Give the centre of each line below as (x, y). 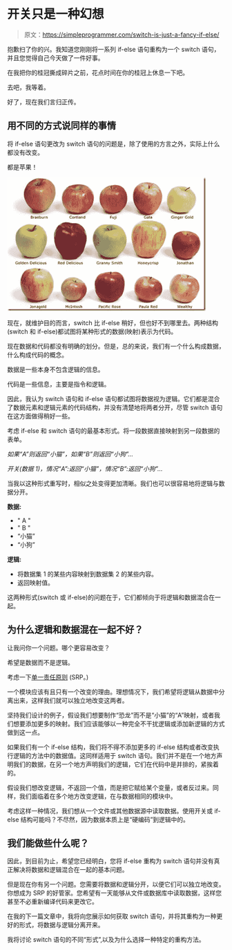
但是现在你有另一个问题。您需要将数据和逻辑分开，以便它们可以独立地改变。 (116, 884)
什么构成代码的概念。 (37, 355)
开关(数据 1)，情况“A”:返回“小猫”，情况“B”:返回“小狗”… (85, 468)
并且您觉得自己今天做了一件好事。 (56, 58)
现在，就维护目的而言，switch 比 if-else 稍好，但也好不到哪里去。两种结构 (113, 322)
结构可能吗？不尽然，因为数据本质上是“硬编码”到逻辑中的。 (105, 820)
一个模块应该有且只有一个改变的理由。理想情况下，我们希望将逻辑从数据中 (113, 692)
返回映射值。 (35, 582)
